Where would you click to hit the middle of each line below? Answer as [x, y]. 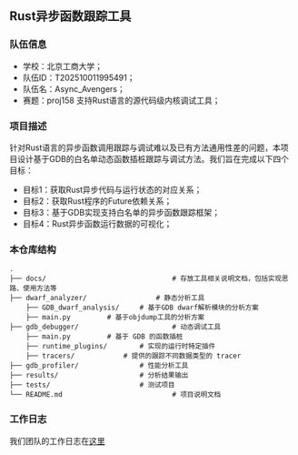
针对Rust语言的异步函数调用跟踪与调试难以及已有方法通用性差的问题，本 [145, 147]
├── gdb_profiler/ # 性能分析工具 [99, 366]
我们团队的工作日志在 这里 [57, 440]
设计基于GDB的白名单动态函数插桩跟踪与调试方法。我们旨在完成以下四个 [153, 158]
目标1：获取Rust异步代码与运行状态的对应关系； [112, 189]
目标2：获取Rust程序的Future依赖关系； [97, 201]
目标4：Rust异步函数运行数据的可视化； [97, 223]
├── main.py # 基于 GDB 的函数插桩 [104, 337]
